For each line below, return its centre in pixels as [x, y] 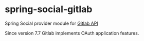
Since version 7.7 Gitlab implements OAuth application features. [72, 33]
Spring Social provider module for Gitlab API [51, 23]
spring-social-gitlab [49, 9]
